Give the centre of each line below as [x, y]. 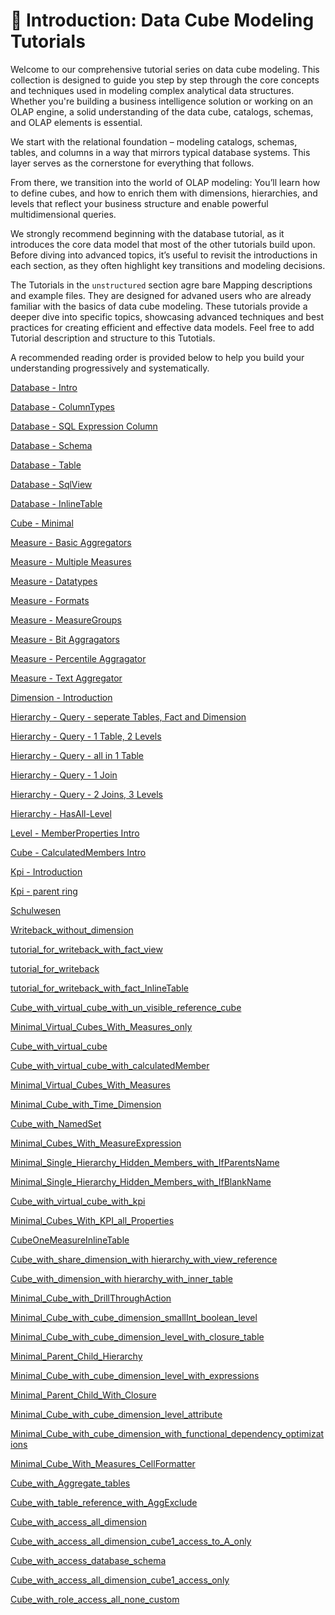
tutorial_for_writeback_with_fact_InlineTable [99, 988]
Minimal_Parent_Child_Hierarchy [76, 1356]
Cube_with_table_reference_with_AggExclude [104, 1502]
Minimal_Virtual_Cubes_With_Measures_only [101, 1026]
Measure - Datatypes [54, 581]
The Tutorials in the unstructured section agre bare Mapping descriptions [161, 285]
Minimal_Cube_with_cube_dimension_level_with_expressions [135, 1375]
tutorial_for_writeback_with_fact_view [86, 949]
